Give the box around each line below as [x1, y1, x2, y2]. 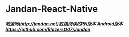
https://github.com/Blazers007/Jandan [5, 26, 91, 32]
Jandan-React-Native [5, 3, 98, 15]
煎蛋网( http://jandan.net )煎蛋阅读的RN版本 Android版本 [5, 21, 123, 27]
